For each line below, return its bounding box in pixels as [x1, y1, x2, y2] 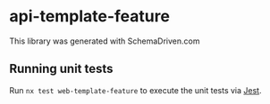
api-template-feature [9, 6, 170, 27]
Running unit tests [9, 61, 114, 76]
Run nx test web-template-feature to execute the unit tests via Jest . [9, 84, 262, 95]
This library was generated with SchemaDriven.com [9, 36, 200, 46]
